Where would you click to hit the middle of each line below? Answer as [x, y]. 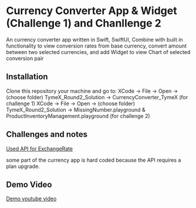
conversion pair [25, 58]
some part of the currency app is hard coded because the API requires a [94, 160]
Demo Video [29, 184]
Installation [27, 77]
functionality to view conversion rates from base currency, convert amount [96, 46]
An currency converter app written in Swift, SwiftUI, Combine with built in [94, 39]
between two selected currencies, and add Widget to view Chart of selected [98, 52]
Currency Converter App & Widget [92, 11]
